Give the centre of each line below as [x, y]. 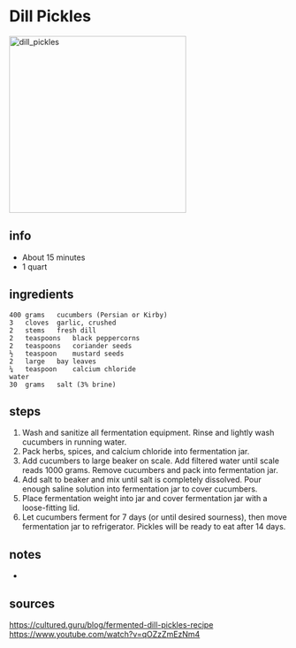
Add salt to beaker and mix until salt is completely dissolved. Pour [142, 480]
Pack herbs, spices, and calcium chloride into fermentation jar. [136, 452]
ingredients [42, 295]
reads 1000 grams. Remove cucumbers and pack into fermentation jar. [150, 470]
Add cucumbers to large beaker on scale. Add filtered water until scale [151, 461]
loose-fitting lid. [51, 508]
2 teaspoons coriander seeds [71, 346]
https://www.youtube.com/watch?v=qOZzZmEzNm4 [105, 634]
